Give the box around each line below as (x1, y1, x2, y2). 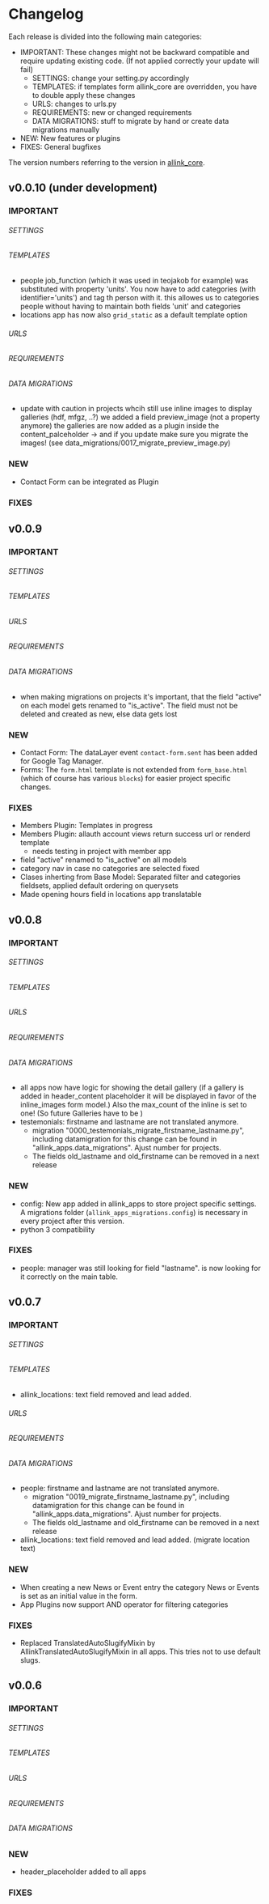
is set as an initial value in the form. (19, 1591, 137, 1600)
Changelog (8, 5, 84, 23)
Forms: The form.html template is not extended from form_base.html (19, 764, 248, 774)
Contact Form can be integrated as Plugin (19, 477, 159, 487)
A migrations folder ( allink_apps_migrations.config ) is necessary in (19, 1207, 248, 1217)
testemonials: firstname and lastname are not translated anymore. (19, 1117, 239, 1127)
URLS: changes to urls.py (32, 99, 117, 108)
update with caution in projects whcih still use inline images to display (19, 404, 253, 414)
